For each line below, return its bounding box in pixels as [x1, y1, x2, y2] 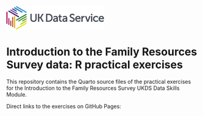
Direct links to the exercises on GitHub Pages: [6, 103, 121, 110]
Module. [6, 90, 27, 98]
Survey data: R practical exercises [6, 58, 183, 72]
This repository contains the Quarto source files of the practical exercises [6, 78, 191, 85]
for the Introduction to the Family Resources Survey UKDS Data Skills [6, 84, 180, 92]
